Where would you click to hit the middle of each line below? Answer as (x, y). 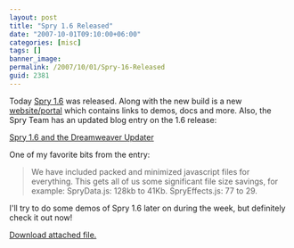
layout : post (33, 17)
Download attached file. (53, 235)
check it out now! (41, 217)
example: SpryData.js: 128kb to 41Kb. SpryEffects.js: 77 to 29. (144, 190)
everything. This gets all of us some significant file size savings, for (155, 181)
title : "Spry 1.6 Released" (61, 26)
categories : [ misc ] (45, 42)
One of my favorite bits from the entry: (80, 154)
